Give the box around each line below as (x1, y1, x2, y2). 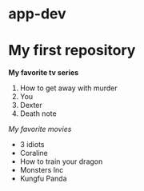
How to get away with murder (19, 83, 118, 93)
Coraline (19, 149, 48, 158)
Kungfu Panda (19, 173, 67, 184)
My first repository (8, 42, 136, 60)
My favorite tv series (8, 68, 79, 78)
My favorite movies (8, 125, 72, 134)
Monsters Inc (19, 165, 64, 175)
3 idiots (19, 140, 45, 149)
